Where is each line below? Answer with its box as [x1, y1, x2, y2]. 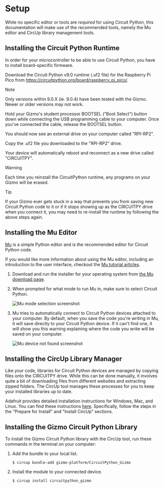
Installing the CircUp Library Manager [5, 355, 122, 363]
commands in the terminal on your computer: [5, 441, 96, 447]
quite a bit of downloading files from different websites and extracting [5, 378, 146, 384]
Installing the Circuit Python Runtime [5, 44, 120, 52]
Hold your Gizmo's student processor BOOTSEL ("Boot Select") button [5, 111, 147, 117]
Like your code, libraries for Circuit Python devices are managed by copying [5, 367, 159, 374]
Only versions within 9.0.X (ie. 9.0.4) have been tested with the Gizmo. [5, 96, 147, 102]
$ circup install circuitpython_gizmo [12, 478, 92, 484]
